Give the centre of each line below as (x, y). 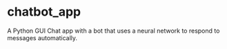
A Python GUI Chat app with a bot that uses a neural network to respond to (113, 31)
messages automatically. (42, 37)
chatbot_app (44, 12)
